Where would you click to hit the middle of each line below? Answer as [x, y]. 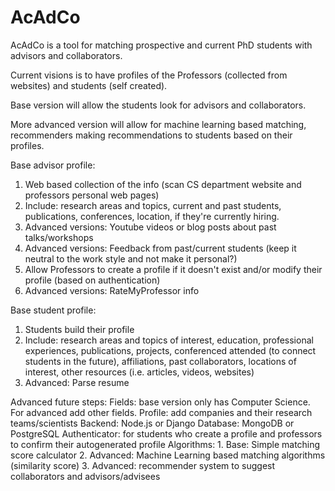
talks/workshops [59, 237]
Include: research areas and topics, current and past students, [153, 205]
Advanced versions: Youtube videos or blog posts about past [150, 227]
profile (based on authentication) [92, 280]
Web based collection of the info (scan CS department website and [163, 184]
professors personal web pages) [92, 195]
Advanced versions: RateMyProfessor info [112, 290]
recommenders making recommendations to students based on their [151, 135]
